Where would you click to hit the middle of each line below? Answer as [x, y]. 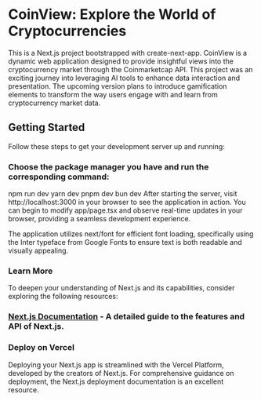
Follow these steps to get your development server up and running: [116, 146]
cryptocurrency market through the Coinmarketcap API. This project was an [130, 69]
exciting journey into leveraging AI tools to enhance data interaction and [124, 78]
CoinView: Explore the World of [112, 15]
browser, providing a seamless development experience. [100, 219]
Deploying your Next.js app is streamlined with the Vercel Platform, [116, 365]
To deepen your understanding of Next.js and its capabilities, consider [121, 288]
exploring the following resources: [63, 297]
